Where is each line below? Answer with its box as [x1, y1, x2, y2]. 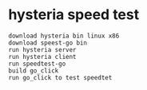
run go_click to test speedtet [8, 73, 113, 81]
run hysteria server [8, 45, 77, 53]
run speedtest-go [8, 60, 66, 68]
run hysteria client [8, 53, 77, 61]
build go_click [8, 66, 59, 75]
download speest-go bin [8, 38, 88, 47]
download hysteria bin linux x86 [8, 32, 120, 40]
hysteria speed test [8, 6, 140, 24]
